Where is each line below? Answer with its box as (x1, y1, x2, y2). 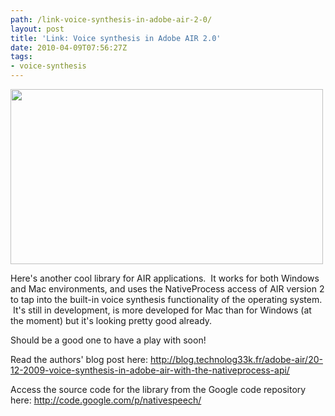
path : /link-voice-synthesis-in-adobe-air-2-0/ (10, 14, 213, 25)
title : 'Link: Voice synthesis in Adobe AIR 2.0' (10, 33, 222, 43)
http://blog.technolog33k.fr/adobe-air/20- (150, 354, 323, 365)
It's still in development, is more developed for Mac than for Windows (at (12, 304, 312, 316)
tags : (10, 52, 33, 62)
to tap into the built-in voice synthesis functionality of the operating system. (10, 294, 323, 305)
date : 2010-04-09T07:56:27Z (10, 42, 128, 53)
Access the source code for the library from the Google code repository (10, 384, 307, 395)
